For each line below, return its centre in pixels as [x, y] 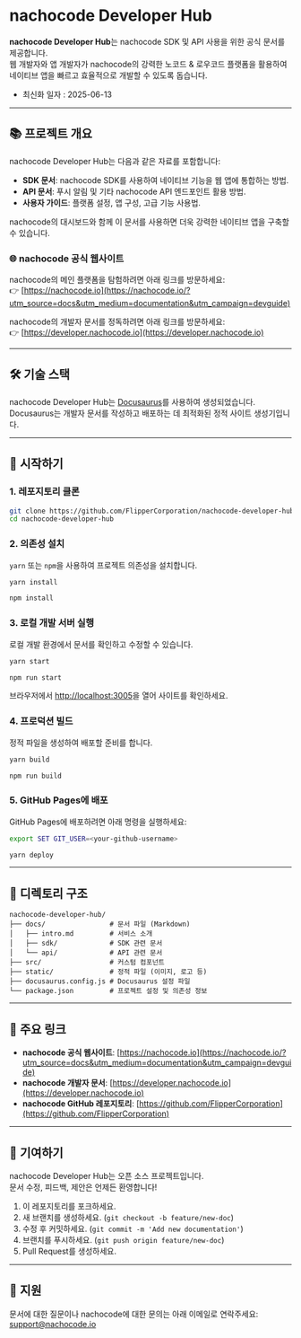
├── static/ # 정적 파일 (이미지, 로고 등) [108, 972]
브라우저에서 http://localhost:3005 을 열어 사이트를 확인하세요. [119, 696]
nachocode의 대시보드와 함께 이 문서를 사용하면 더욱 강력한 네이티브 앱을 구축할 [149, 222]
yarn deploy [31, 855]
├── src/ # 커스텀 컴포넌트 [87, 963]
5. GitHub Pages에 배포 [59, 800]
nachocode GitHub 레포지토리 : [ [81, 1104]
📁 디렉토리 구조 [48, 893]
